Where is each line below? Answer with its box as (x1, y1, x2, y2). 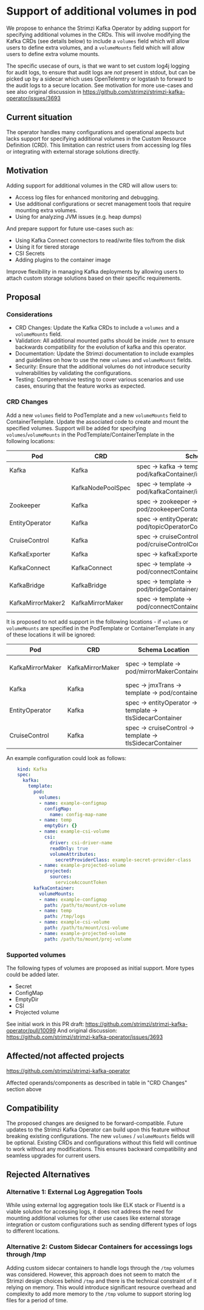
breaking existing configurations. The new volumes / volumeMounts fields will (6, 1132, 195, 1139)
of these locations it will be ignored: (6, 631, 96, 638)
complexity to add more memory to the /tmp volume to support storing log (6, 1290, 191, 1297)
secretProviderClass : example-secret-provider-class (55, 856, 191, 863)
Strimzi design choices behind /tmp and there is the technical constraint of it (6, 1277, 197, 1284)
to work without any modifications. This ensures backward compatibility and (6, 1145, 197, 1153)
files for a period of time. (6, 1297, 69, 1304)
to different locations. (6, 1227, 60, 1235)
